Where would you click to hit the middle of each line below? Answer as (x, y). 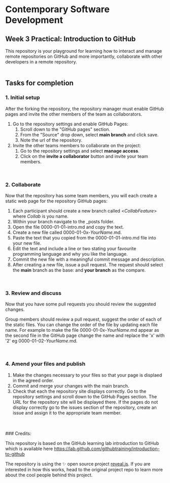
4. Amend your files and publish (45, 364)
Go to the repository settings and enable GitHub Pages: (70, 124)
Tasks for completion (39, 83)
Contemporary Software (58, 9)
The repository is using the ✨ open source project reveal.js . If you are (78, 464)
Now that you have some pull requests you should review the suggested (81, 304)
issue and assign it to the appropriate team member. (67, 412)
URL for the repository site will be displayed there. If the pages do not (85, 402)
